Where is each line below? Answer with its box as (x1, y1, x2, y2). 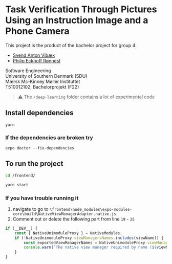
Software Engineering (5, 68, 51, 74)
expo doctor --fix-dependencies (5, 146, 74, 151)
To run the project (5, 160, 63, 168)
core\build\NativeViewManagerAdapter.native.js (12, 211, 116, 216)
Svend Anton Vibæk (12, 52, 55, 58)
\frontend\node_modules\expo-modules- (49, 207, 133, 212)
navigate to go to (12, 206, 49, 212)
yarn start (5, 182, 29, 187)
